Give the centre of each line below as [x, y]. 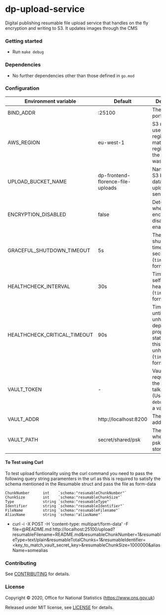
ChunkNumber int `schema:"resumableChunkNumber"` [66, 493]
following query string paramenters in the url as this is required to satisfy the [83, 479]
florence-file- [114, 181]
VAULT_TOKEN [25, 389]
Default [123, 101]
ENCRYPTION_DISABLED [37, 214]
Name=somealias [30, 550]
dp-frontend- [114, 175]
